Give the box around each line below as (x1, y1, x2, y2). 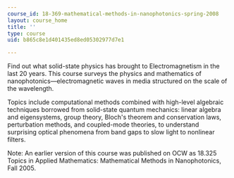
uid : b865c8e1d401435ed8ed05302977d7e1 (7, 37, 125, 44)
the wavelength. (7, 84, 54, 93)
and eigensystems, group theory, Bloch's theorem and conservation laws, (7, 113, 222, 122)
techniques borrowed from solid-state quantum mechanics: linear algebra (7, 106, 221, 114)
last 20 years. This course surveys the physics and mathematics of (7, 70, 202, 78)
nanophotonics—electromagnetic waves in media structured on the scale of (7, 77, 228, 85)
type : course (7, 30, 46, 37)
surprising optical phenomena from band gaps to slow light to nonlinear (7, 128, 215, 136)
